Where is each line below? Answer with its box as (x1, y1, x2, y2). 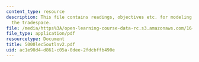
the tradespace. (11, 19, 52, 25)
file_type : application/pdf (6, 31, 76, 37)
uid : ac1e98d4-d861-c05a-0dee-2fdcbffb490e (6, 47, 115, 53)
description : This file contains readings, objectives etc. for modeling (6, 14, 192, 20)
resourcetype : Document (6, 36, 65, 42)
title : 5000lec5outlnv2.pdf (6, 42, 76, 48)
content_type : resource (6, 8, 65, 15)
